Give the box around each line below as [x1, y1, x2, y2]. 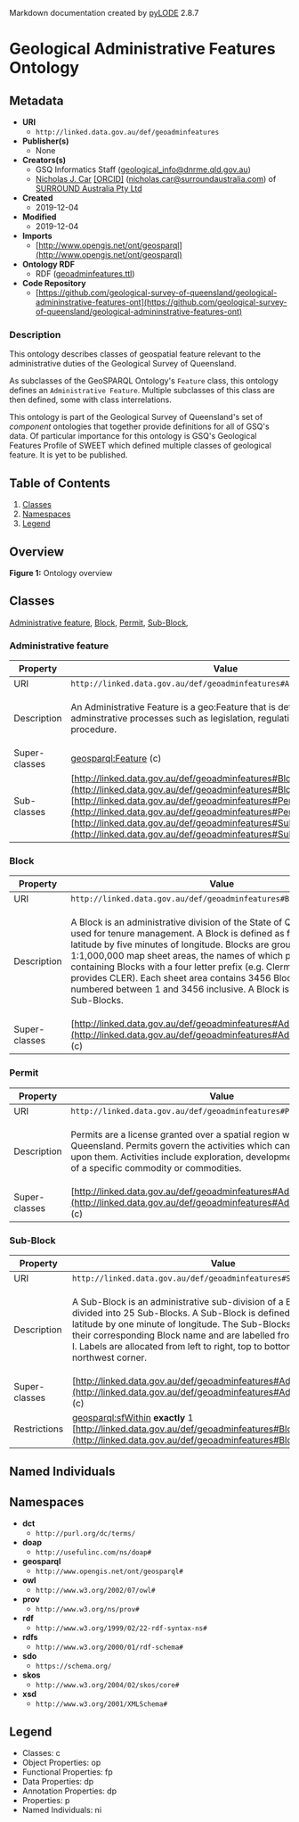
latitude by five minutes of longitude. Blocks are [70, 938, 270, 951]
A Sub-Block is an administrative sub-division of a [71, 1295, 284, 1307]
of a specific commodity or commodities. [70, 1161, 242, 1174]
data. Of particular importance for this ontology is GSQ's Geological [9, 431, 257, 441]
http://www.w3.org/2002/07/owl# [35, 1587, 156, 1595]
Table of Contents [9, 475, 111, 491]
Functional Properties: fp [21, 1766, 113, 1777]
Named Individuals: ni [21, 1804, 102, 1815]
